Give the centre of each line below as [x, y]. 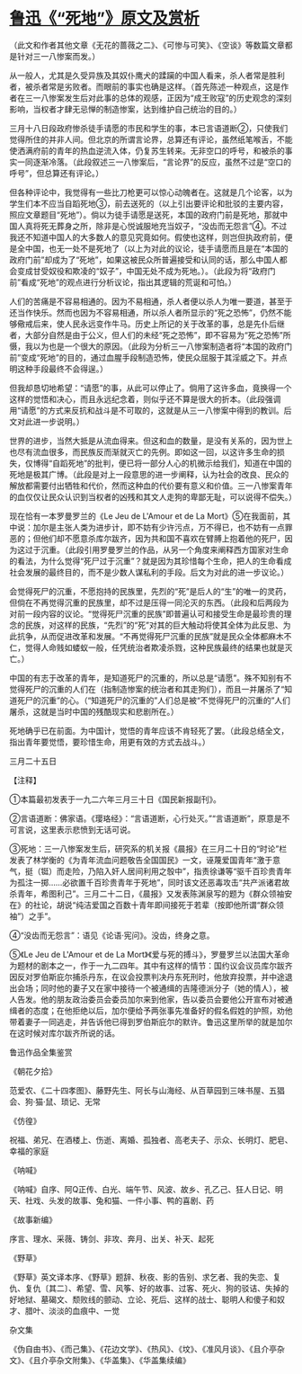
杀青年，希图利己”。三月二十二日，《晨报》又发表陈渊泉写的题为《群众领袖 [147, 893]
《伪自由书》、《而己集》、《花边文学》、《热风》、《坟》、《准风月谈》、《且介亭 [143, 1349]
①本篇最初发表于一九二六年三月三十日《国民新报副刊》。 [115, 799]
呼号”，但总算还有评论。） [57, 173]
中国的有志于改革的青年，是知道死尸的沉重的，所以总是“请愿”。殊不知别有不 [151, 678]
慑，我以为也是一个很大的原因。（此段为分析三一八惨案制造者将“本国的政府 [147, 346]
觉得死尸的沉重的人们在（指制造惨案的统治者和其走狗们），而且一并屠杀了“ [147, 689]
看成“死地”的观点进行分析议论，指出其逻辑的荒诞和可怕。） [129, 282]
